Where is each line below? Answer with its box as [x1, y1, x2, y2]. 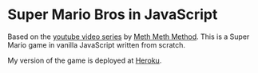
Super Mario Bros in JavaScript [7, 6, 218, 24]
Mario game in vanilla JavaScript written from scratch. [7, 40, 185, 49]
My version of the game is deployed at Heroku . [7, 56, 162, 65]
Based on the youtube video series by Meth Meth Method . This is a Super [7, 32, 250, 41]
